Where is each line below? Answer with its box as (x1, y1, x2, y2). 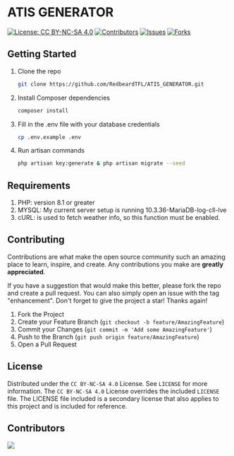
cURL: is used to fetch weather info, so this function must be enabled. (17, 214, 221, 222)
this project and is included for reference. (7, 402, 128, 410)
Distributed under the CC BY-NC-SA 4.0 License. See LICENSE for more (7, 379, 208, 387)
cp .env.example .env (17, 134, 81, 141)
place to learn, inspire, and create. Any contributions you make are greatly (7, 259, 224, 269)
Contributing (7, 234, 65, 246)
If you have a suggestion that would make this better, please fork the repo (7, 281, 221, 290)
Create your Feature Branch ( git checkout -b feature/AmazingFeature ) (17, 317, 225, 326)
